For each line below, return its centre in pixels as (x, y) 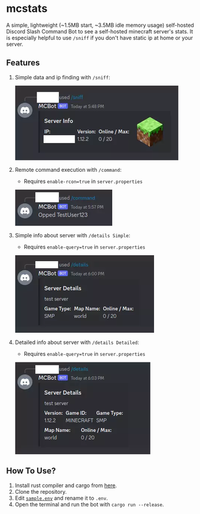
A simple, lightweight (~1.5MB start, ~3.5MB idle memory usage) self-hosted (100, 25)
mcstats (27, 9)
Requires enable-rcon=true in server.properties (83, 181)
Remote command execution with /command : (68, 169)
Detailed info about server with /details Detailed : (77, 342)
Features (23, 63)
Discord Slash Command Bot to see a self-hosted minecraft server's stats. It (100, 31)
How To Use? (31, 471)
